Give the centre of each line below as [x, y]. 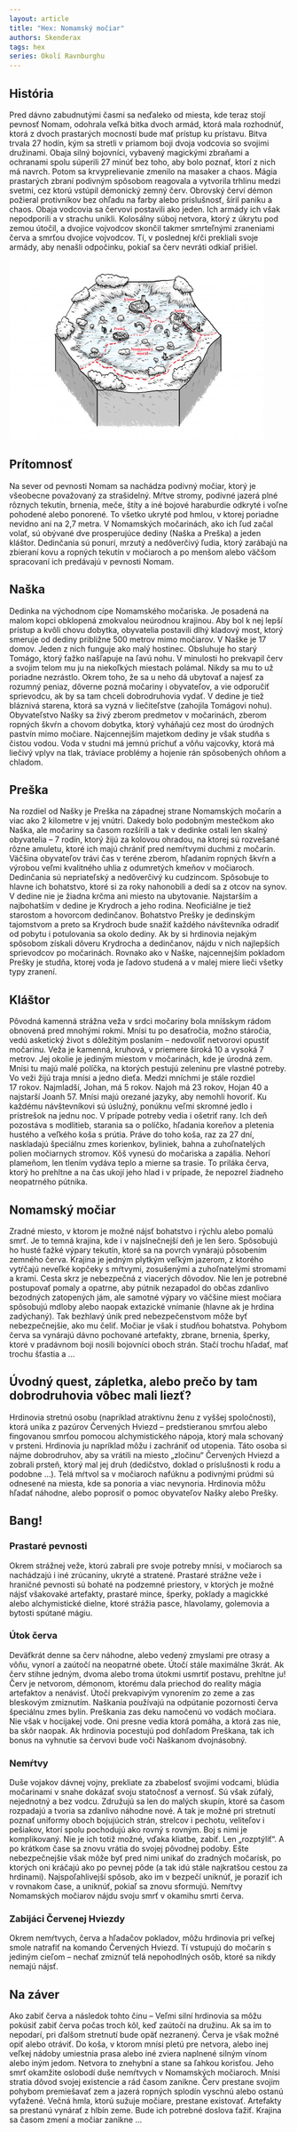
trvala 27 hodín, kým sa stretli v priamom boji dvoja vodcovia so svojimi [139, 143]
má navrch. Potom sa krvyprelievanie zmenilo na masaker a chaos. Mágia [143, 171]
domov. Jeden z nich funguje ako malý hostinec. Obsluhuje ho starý [133, 648]
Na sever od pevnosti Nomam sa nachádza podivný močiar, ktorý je [133, 485]
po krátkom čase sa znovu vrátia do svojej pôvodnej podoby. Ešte [129, 1848]
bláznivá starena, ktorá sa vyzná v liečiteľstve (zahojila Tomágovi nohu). [141, 705]
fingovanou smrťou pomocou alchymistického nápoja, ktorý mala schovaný [146, 1436]
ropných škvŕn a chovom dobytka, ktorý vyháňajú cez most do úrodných [142, 724]
